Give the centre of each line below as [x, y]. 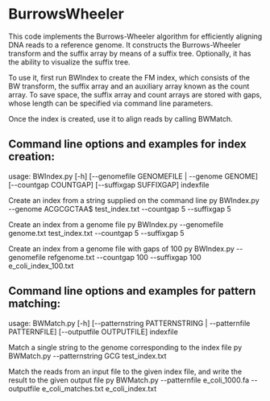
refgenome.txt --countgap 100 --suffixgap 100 [124, 257]
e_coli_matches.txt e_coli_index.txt [99, 388]
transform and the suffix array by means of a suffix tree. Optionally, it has [130, 53]
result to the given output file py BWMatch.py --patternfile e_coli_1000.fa [129, 380]
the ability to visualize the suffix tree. [69, 62]
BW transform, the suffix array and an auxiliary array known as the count [129, 86]
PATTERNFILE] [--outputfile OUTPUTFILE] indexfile [93, 332]
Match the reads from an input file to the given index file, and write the [125, 371]
